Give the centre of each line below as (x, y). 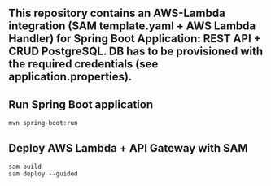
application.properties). (70, 77)
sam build (25, 167)
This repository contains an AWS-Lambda (117, 13)
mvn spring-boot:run (44, 123)
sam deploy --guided (44, 174)
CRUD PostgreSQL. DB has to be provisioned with (136, 52)
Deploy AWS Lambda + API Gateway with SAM (128, 148)
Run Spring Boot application (81, 104)
